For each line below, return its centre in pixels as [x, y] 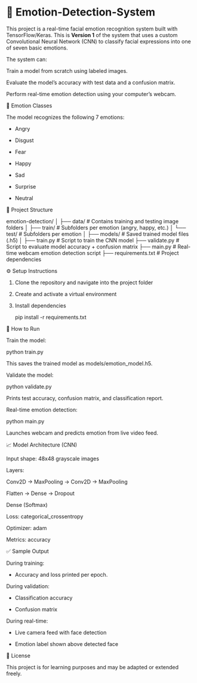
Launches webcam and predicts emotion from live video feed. [82, 433]
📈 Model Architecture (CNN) [42, 445]
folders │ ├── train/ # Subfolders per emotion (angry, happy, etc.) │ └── [96, 227]
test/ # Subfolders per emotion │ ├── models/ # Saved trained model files [98, 234]
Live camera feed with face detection [61, 632]
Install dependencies [41, 305]
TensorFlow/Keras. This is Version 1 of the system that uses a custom [92, 35]
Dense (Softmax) [27, 504]
